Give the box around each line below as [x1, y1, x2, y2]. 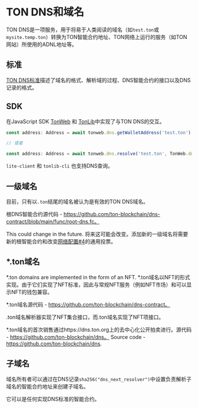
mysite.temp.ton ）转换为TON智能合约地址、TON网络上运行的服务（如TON [6, 33, 187, 40]
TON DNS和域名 [6, 5, 84, 19]
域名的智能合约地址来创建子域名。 [6, 383, 89, 390]
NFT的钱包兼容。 [11, 288, 53, 295]
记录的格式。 [6, 84, 37, 91]
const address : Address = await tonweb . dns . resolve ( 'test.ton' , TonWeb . [6, 151, 189, 157]
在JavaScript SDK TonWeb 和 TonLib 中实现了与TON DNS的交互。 [6, 117, 165, 125]
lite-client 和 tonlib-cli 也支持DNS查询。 [6, 162, 113, 169]
